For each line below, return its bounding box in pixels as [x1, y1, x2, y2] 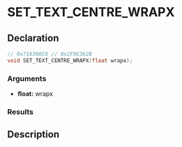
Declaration [7, 32, 59, 44]
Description [7, 129, 59, 141]
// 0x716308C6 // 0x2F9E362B [7, 50, 92, 57]
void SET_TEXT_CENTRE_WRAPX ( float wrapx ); [7, 57, 133, 64]
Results [7, 106, 34, 116]
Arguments [7, 73, 47, 83]
